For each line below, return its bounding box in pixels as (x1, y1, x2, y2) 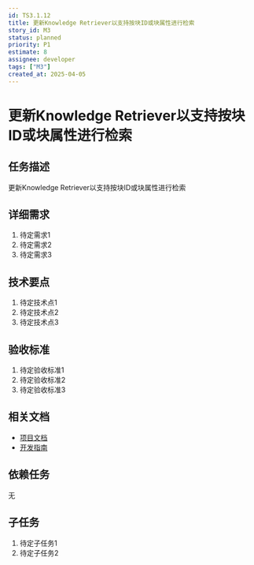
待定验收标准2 (19, 376, 66, 385)
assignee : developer (8, 56, 76, 64)
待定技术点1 (19, 297, 57, 308)
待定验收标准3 (19, 385, 66, 395)
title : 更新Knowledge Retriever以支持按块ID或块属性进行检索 (8, 19, 195, 27)
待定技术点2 (19, 308, 59, 317)
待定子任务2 (19, 548, 59, 557)
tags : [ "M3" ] (8, 63, 51, 71)
